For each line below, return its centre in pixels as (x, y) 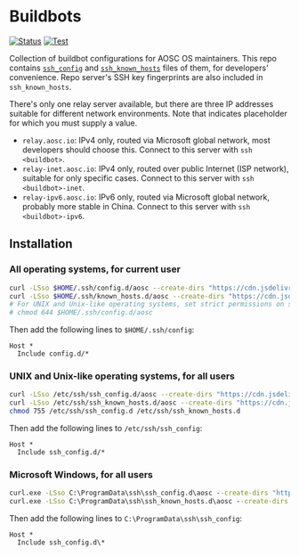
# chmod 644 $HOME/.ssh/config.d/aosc (81, 313)
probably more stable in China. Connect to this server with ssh (136, 206)
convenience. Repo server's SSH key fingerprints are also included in (136, 77)
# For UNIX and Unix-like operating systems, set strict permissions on (147, 305)
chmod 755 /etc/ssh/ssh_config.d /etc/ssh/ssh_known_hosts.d (125, 412)
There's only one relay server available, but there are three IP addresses (141, 103)
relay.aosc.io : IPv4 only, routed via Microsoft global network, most (146, 140)
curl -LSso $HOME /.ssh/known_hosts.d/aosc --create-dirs (117, 296)
